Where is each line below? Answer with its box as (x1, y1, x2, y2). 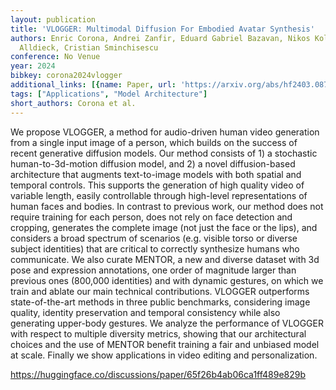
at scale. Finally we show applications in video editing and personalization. (10, 349, 318, 361)
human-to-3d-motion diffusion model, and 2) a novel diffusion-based (10, 157, 296, 170)
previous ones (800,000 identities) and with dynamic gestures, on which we (10, 274, 324, 286)
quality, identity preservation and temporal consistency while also (10, 306, 281, 318)
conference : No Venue (10, 52, 101, 62)
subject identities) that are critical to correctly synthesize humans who (10, 242, 300, 255)
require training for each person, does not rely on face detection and (10, 211, 293, 223)
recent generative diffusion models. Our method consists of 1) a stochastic (10, 147, 318, 159)
